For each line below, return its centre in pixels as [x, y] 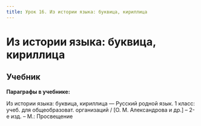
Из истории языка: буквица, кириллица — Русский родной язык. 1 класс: [100, 103]
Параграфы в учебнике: [38, 91]
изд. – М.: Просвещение [42, 116]
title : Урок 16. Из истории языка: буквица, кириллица [77, 12]
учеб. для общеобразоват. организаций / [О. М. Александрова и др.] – [97, 110]
